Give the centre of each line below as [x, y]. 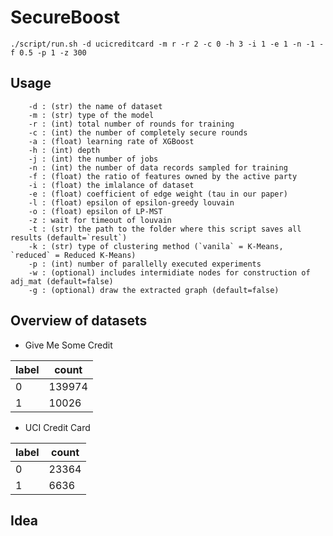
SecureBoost [65, 17]
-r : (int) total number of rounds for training [131, 124]
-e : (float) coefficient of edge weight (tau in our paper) [158, 194]
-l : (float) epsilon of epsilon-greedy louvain [131, 202]
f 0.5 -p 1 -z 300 [48, 52]
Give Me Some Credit [68, 345]
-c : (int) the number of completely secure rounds [138, 132]
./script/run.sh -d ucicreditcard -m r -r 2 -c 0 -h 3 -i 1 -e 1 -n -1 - [167, 44]
